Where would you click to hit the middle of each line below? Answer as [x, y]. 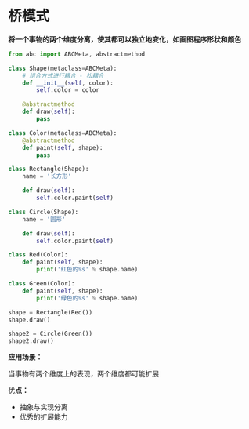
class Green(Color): [42, 284]
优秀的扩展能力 [43, 417]
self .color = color [68, 90]
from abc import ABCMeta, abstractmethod [77, 54]
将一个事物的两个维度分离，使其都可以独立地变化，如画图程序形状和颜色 [125, 39]
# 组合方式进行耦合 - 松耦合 [63, 75]
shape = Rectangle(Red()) [50, 312]
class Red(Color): [38, 255]
